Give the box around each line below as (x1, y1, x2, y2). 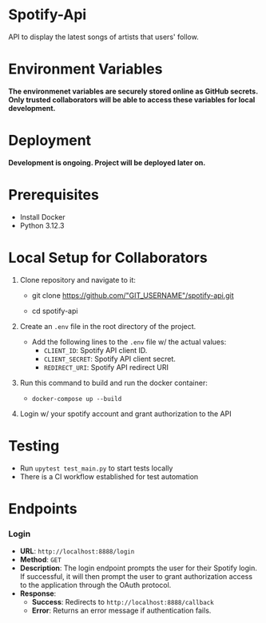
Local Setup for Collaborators (8, 248, 208, 267)
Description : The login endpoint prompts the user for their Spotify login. (19, 563, 258, 573)
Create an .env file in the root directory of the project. (19, 321, 197, 331)
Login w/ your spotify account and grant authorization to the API (19, 409, 232, 419)
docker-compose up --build (31, 395, 122, 403)
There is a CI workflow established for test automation (19, 471, 199, 481)
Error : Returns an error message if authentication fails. (31, 605, 212, 616)
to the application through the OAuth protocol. (19, 581, 172, 590)
